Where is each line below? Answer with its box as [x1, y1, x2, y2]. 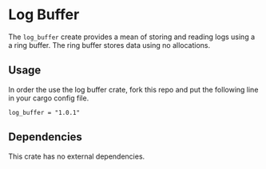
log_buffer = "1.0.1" [8, 108, 81, 116]
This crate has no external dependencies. [8, 151, 145, 161]
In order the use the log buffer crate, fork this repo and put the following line [8, 84, 259, 94]
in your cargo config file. [8, 93, 89, 103]
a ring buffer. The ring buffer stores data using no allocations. [8, 40, 210, 49]
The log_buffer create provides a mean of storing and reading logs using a [8, 32, 256, 41]
